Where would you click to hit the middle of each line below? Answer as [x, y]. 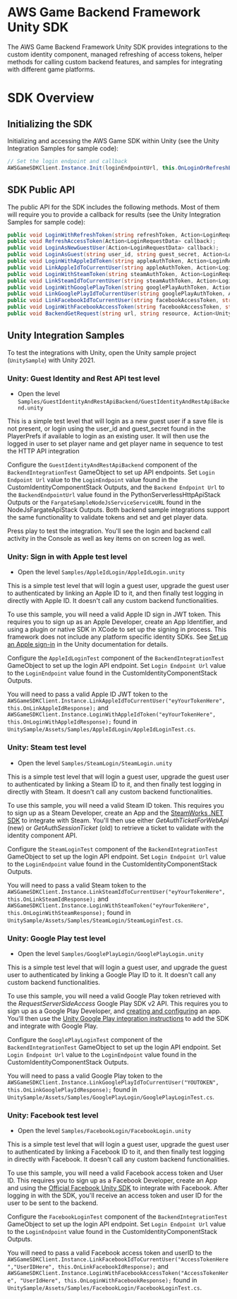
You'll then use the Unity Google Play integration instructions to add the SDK [118, 1018]
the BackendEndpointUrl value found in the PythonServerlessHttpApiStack [114, 494]
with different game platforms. [51, 69]
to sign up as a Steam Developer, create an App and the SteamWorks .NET [115, 813]
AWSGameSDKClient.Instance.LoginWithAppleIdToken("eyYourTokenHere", [112, 715]
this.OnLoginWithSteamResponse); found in [69, 912]
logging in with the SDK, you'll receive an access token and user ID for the [115, 1196]
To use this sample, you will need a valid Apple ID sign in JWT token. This [114, 614]
